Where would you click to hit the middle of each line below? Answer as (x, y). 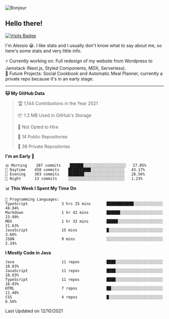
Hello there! (24, 23)
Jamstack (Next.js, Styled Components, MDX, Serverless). (66, 68)
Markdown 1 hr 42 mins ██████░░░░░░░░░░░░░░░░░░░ (84, 212)
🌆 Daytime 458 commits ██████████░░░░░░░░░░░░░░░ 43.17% (75, 170)
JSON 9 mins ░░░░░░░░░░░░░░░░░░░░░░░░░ (84, 239)
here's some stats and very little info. (44, 51)
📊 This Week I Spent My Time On (41, 188)
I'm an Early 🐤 (20, 156)
